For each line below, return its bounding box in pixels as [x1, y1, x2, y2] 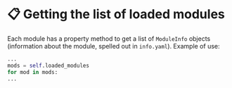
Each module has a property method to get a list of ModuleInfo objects [7, 34, 211, 43]
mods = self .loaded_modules [7, 62, 90, 69]
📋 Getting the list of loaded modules [7, 6, 225, 23]
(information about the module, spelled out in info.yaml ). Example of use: [7, 42, 220, 50]
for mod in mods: [7, 68, 58, 75]
